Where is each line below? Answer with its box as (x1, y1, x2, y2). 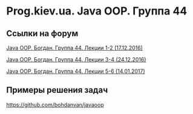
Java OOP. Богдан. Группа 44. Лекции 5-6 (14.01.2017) (6, 68, 145, 75)
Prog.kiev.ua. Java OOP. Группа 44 (6, 4, 188, 18)
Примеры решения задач (6, 85, 108, 95)
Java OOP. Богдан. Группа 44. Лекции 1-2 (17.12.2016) (6, 44, 143, 51)
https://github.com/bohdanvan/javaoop (6, 101, 104, 108)
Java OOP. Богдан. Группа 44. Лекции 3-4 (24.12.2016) (6, 56, 146, 63)
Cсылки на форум (6, 28, 79, 39)
